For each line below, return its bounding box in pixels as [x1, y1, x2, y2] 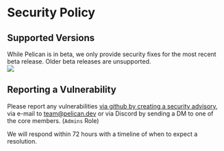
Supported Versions [7, 32, 95, 44]
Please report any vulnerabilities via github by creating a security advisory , [7, 102, 218, 110]
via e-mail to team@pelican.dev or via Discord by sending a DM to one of [7, 109, 214, 118]
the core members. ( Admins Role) [7, 116, 99, 124]
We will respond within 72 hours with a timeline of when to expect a [7, 130, 198, 138]
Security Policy [7, 5, 96, 20]
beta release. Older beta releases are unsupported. [7, 57, 151, 66]
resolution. [7, 137, 38, 145]
